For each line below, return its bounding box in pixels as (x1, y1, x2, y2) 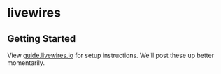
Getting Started (7, 33, 76, 45)
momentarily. (7, 59, 45, 67)
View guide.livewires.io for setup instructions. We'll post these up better (7, 51, 215, 59)
